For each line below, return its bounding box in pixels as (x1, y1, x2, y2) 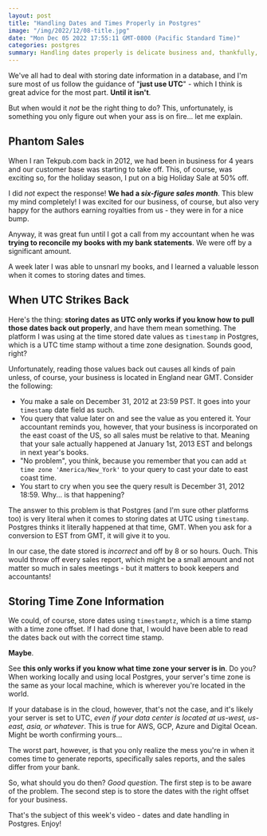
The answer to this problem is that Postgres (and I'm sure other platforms (8, 505, 249, 515)
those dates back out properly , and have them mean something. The (8, 323, 237, 332)
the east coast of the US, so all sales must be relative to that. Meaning (19, 430, 250, 440)
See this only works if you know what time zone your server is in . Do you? (8, 664, 257, 673)
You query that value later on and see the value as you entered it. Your (19, 413, 251, 423)
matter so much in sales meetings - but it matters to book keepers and (8, 563, 239, 573)
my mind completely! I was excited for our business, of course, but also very (8, 196, 259, 206)
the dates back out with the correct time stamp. (8, 632, 165, 643)
